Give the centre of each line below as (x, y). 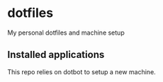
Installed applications (56, 55)
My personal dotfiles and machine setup (66, 33)
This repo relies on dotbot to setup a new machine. (81, 71)
